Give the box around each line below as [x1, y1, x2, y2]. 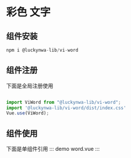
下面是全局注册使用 [6, 82, 54, 89]
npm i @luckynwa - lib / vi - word [6, 47, 79, 53]
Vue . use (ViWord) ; [6, 110, 49, 116]
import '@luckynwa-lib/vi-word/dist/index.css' [6, 105, 127, 111]
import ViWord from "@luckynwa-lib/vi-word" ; [6, 99, 121, 105]
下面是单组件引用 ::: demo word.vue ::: [6, 145, 100, 153]
